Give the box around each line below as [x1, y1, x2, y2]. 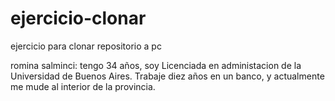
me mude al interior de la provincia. [10, 80, 156, 92]
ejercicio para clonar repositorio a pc [10, 40, 162, 52]
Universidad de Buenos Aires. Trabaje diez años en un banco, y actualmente [10, 70, 325, 82]
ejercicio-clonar [10, 7, 147, 30]
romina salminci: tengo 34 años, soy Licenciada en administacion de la [10, 59, 302, 71]
